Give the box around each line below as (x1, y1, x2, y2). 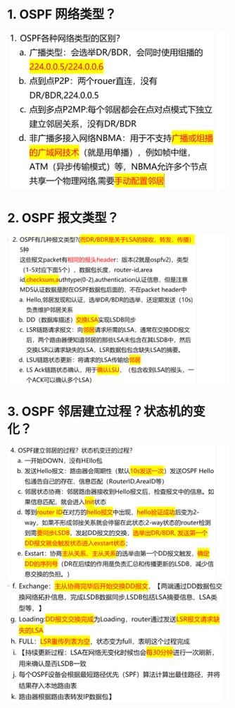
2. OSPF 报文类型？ (7, 210, 120, 226)
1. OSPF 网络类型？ (7, 6, 118, 23)
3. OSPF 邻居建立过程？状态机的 (7, 403, 193, 420)
